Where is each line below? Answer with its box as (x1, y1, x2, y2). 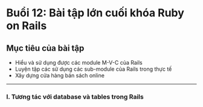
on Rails (6, 19, 47, 33)
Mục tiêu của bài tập (6, 43, 85, 53)
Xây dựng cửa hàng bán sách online (14, 72, 105, 79)
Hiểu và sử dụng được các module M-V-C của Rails (14, 59, 143, 66)
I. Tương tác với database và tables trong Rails (6, 92, 144, 101)
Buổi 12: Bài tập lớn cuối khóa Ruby (6, 6, 184, 20)
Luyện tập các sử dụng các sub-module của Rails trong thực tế (14, 65, 172, 73)
